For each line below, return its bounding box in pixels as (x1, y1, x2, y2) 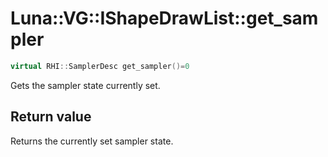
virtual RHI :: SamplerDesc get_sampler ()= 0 (10, 61, 190, 71)
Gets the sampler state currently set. (10, 79, 161, 91)
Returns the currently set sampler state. (10, 135, 174, 147)
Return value (10, 108, 92, 126)
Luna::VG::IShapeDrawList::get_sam (10, 7, 319, 30)
